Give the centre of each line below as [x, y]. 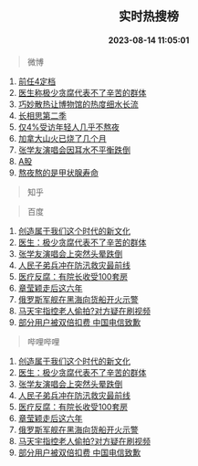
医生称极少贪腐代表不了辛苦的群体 [82, 92]
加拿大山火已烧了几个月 [62, 138]
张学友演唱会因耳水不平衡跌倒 [74, 150]
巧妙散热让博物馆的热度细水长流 [78, 104]
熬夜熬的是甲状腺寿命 [58, 173]
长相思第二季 [42, 115]
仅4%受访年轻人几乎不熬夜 [69, 127]
